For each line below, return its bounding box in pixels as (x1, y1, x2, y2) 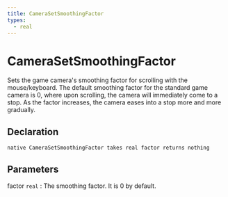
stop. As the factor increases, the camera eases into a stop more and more (7, 98, 222, 107)
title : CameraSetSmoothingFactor (7, 10, 104, 17)
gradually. (7, 106, 36, 114)
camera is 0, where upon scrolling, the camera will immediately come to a (7, 91, 218, 100)
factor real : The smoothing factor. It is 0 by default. (7, 182, 156, 190)
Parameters (7, 163, 59, 175)
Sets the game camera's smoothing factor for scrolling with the (7, 76, 188, 84)
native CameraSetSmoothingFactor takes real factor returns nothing (7, 144, 210, 152)
